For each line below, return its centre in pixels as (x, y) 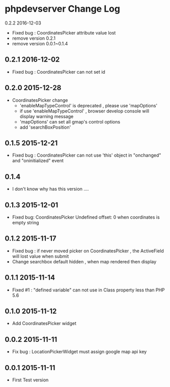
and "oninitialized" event (38, 161)
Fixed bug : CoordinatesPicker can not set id (59, 72)
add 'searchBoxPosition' (45, 127)
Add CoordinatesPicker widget (44, 323)
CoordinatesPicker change (40, 100)
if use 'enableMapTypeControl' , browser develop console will (84, 111)
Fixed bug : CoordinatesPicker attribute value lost (64, 33)
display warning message (47, 116)
